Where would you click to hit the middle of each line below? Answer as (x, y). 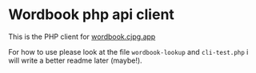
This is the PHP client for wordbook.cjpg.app (82, 36)
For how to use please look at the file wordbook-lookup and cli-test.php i (128, 52)
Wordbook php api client (91, 15)
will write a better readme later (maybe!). (75, 60)
